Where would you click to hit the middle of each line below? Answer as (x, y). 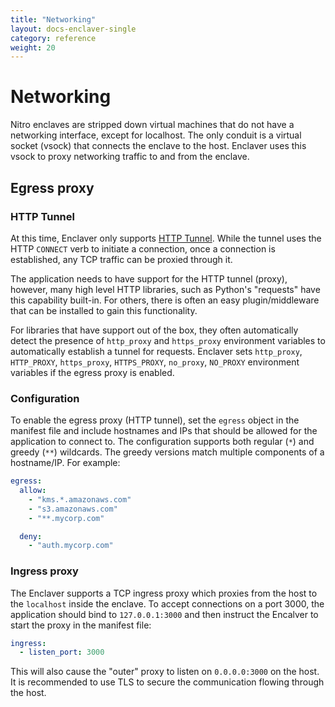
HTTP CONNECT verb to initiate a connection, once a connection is (143, 248)
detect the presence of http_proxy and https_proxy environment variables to (168, 340)
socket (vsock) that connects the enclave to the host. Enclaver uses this (158, 146)
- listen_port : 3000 (62, 652)
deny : (31, 536)
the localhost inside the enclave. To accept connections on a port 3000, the (167, 603)
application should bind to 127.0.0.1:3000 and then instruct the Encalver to (164, 614)
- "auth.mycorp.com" (71, 546)
